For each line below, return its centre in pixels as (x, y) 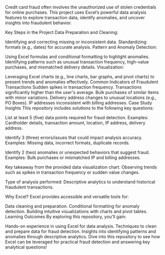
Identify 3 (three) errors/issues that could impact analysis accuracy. (74, 138)
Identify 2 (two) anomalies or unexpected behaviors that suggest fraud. (78, 152)
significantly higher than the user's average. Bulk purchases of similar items (82, 92)
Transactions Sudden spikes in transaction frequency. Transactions (73, 87)
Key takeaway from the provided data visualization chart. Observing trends (81, 167)
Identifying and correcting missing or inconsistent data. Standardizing (76, 42)
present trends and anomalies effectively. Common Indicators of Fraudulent (82, 82)
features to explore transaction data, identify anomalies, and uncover (75, 17)
